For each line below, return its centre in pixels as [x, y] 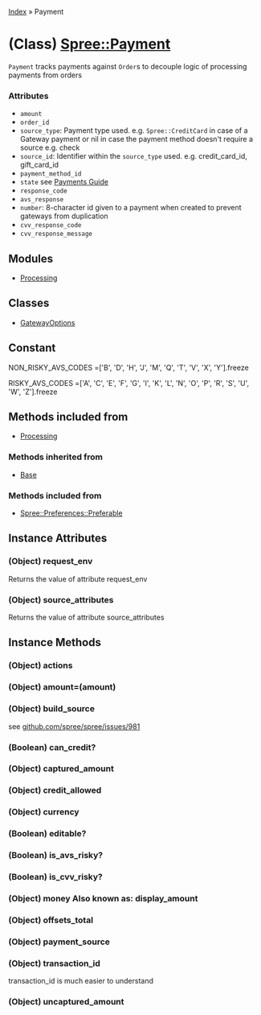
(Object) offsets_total [51, 920]
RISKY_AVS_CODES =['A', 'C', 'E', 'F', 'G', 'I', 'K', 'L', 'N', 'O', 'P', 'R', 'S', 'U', [129, 383]
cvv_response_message [56, 234]
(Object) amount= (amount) [62, 687]
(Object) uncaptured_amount [66, 1002]
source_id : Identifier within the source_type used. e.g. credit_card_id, [133, 156]
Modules [31, 258]
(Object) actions [41, 665]
